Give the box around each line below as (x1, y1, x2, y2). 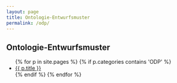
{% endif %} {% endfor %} (14, 71, 82, 78)
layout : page (6, 8, 39, 15)
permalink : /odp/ (6, 20, 50, 26)
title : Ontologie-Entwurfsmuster (6, 14, 90, 20)
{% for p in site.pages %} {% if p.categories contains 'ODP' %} (14, 58, 172, 66)
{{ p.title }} (14, 64, 42, 72)
